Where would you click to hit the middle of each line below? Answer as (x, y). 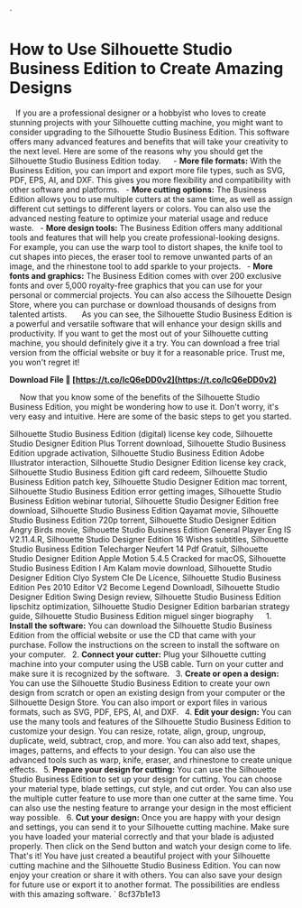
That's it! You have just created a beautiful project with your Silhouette (140, 856)
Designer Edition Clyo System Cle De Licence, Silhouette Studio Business (146, 578)
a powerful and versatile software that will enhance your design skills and (146, 323)
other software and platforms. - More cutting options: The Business (138, 190)
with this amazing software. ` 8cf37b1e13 (85, 894)
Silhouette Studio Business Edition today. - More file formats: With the (146, 161)
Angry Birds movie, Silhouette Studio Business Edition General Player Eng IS (150, 529)
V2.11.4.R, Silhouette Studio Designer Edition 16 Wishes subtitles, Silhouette (149, 539)
